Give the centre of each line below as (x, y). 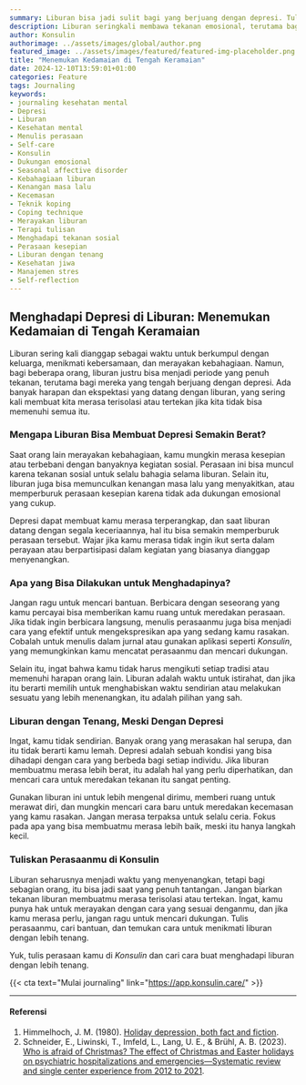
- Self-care (32, 145)
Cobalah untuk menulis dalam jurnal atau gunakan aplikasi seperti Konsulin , (151, 642)
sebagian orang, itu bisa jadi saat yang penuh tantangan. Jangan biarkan (146, 889)
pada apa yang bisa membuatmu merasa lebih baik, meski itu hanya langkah (153, 826)
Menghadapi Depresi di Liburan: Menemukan (140, 317)
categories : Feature (49, 77)
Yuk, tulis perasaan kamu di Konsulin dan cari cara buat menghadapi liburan (152, 955)
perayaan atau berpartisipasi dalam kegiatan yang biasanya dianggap (140, 549)
